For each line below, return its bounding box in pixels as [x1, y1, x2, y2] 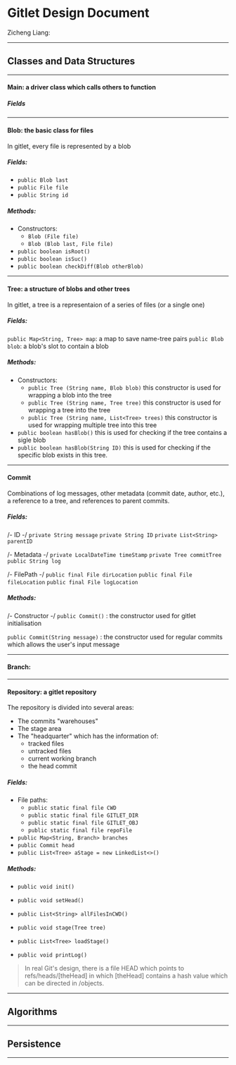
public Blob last [17, 177, 69, 184]
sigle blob [17, 436, 46, 444]
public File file [17, 185, 69, 192]
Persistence [7, 1038, 61, 1050]
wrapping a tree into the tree [27, 405, 111, 414]
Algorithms [7, 1006, 58, 1018]
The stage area [17, 725, 62, 733]
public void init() [17, 883, 75, 891]
